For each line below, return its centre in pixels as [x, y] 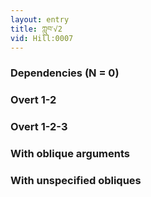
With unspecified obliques [76, 180]
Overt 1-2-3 [39, 127]
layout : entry [40, 19]
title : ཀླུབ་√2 [36, 29]
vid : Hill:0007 [42, 38]
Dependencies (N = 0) [65, 73]
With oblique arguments [70, 154]
